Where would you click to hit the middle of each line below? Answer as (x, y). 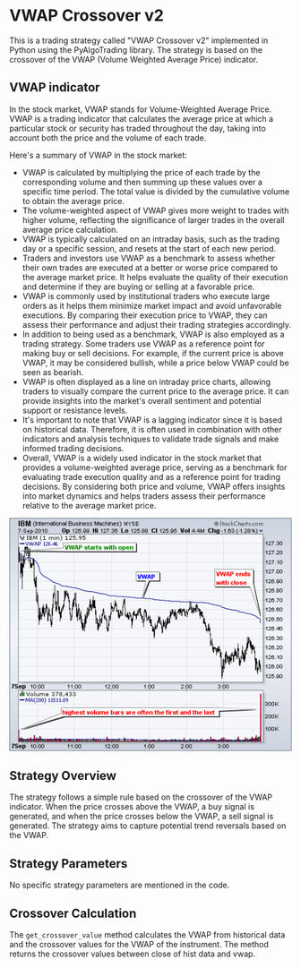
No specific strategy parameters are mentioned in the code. (120, 885)
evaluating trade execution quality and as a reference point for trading (151, 476)
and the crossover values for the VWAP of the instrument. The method (139, 944)
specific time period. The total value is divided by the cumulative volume (156, 191)
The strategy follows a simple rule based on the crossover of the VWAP (141, 797)
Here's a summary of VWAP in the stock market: (99, 155)
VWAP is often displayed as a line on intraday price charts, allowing (146, 381)
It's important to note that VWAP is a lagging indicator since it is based (152, 420)
